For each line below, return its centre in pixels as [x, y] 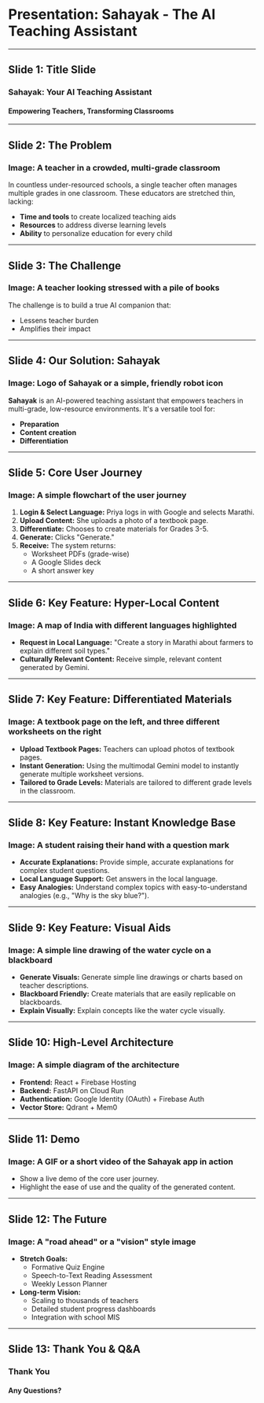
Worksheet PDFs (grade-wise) [80, 554]
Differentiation [44, 440]
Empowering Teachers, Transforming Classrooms [91, 111]
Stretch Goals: [44, 1259]
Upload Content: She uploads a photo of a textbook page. [114, 521]
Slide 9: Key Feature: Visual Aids [90, 928]
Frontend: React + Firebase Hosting [78, 1082]
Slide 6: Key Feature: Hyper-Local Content [114, 603]
